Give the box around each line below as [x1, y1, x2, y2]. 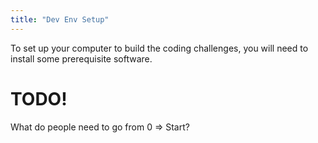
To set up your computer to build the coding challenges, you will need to [10, 42, 309, 54]
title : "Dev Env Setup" [10, 14, 110, 25]
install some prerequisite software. [10, 52, 153, 65]
